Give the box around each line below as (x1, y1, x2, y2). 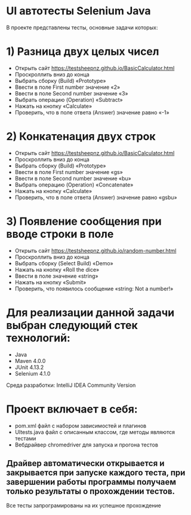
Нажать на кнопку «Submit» (14, 278, 87, 286)
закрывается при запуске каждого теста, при (6, 468, 186, 478)
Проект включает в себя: (6, 402, 138, 415)
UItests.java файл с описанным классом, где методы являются (14, 428, 175, 436)
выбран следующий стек (6, 318, 138, 332)
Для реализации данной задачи (6, 306, 175, 319)
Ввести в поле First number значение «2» (14, 83, 121, 91)
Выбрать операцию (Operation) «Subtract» (14, 96, 124, 103)
